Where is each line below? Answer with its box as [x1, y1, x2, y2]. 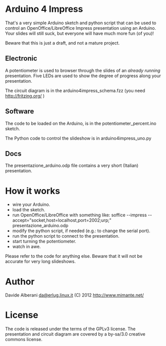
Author [5, 276, 35, 287]
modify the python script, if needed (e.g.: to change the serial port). [12, 228, 151, 234]
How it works [5, 185, 60, 197]
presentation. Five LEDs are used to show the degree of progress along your [5, 73, 161, 79]
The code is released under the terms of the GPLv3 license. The [5, 326, 136, 332]
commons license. [5, 337, 43, 343]
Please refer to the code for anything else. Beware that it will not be [5, 253, 143, 259]
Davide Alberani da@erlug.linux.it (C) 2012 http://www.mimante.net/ [5, 292, 144, 298]
